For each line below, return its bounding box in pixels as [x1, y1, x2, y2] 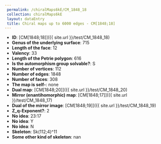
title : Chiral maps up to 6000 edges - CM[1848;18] [6, 21, 116, 26]
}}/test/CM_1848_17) [11, 97, 52, 104]
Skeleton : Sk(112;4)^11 [11, 129, 57, 135]
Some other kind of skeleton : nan [11, 134, 81, 140]
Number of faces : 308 [11, 76, 58, 82]
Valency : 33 [11, 50, 38, 56]
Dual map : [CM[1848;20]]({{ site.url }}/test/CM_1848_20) [11, 87, 128, 93]
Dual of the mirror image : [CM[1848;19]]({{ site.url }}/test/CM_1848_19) [11, 103, 157, 108]
